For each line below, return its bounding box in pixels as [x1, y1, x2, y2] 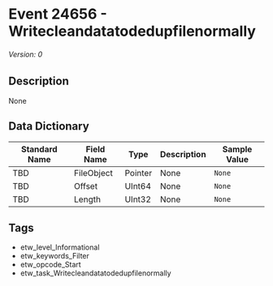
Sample [222, 143, 253, 155]
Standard [20, 143, 58, 155]
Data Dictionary [8, 119, 89, 134]
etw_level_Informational [19, 242, 100, 252]
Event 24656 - [8, 5, 107, 23]
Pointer [124, 167, 153, 178]
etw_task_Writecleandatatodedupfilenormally [19, 268, 172, 278]
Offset [74, 180, 98, 191]
